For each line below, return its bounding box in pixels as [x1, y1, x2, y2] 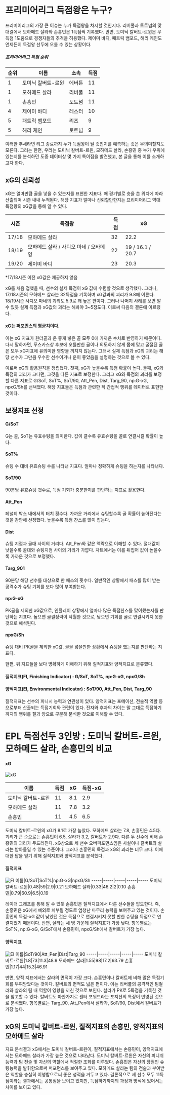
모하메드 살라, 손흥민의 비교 [5, 743, 112, 755]
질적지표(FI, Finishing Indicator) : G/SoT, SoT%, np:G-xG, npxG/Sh [5, 673, 145, 679]
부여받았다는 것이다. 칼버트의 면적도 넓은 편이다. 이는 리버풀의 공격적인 [14, 981, 154, 987]
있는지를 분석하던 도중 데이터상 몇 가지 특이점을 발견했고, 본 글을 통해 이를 [5, 153, 151, 160]
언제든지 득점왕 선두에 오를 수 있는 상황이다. [5, 41, 92, 47]
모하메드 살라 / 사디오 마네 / [27, 243, 90, 250]
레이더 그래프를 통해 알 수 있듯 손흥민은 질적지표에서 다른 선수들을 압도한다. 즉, [5, 901, 160, 907]
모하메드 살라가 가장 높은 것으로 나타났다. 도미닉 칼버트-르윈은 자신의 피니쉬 [14, 1052, 164, 1059]
